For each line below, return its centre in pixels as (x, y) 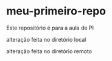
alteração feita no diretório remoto (49, 51)
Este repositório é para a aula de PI (50, 28)
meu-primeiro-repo (56, 11)
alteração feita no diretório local (46, 39)
